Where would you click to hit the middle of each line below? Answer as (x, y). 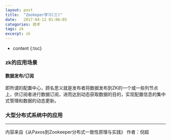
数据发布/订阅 (20, 76)
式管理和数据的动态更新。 (32, 101)
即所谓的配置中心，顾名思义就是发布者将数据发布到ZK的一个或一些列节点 (82, 88)
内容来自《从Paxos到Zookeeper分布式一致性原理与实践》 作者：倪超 (77, 132)
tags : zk (15, 29)
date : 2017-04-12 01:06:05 (36, 19)
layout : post (19, 10)
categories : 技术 (23, 24)
